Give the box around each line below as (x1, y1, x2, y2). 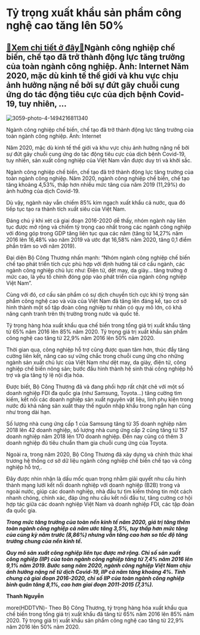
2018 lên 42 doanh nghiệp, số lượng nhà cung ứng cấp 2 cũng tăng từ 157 (6, 427, 188, 433)
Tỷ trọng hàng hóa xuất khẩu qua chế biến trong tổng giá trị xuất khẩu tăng (6, 322, 191, 329)
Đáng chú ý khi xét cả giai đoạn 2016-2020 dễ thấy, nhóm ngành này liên (6, 217, 186, 224)
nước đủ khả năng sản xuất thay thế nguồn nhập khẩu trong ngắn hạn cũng (6, 402, 192, 409)
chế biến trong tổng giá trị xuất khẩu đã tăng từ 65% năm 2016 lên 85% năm (6, 610, 194, 618)
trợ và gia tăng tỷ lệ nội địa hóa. (6, 372, 84, 378)
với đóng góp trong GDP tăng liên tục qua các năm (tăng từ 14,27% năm (6, 230, 183, 236)
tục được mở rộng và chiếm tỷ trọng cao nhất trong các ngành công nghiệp (6, 223, 192, 230)
